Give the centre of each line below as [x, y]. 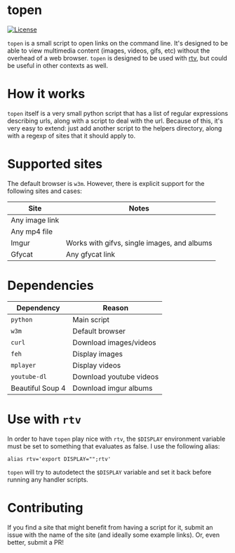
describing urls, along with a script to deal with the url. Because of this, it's [115, 121]
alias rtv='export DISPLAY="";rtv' [59, 459]
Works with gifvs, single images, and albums [139, 243]
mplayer [23, 365]
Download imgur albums [113, 388]
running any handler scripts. [48, 479]
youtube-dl [29, 377]
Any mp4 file [32, 232]
